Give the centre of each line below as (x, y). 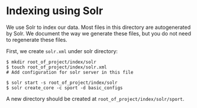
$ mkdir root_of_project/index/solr (51, 62)
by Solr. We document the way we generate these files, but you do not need (98, 33)
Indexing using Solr (55, 11)
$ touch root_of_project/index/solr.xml (57, 67)
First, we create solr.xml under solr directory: (62, 51)
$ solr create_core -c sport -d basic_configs (64, 88)
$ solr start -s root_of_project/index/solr (62, 83)
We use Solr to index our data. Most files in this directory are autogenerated (98, 27)
